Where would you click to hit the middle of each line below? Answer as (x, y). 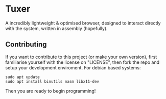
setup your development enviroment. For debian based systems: (73, 67)
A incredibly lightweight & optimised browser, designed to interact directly (83, 23)
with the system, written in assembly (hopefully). (57, 28)
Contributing (26, 45)
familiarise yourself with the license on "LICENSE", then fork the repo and (82, 62)
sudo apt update (22, 77)
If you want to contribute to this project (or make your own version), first (81, 57)
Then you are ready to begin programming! (51, 91)
